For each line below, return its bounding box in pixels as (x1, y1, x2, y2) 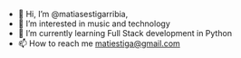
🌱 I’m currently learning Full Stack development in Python (17, 28, 233, 38)
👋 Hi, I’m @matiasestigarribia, (17, 9, 129, 19)
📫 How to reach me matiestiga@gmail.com (17, 38, 181, 49)
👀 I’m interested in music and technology (17, 18, 170, 29)
